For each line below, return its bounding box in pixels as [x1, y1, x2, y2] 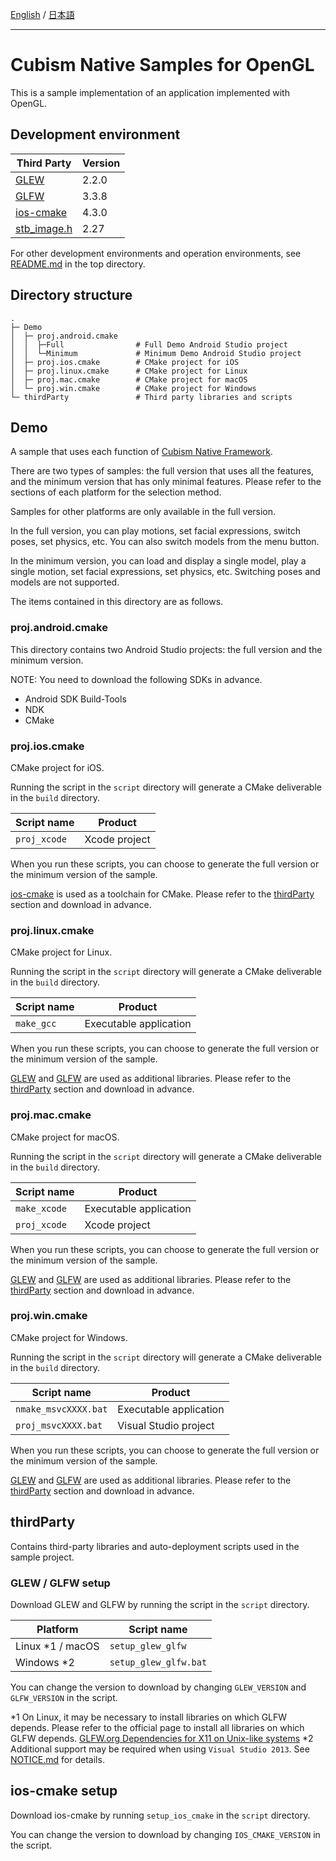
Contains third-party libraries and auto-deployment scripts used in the [10, 1540, 300, 1552]
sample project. [10, 1551, 75, 1563]
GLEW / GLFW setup [10, 1576, 111, 1590]
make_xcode [15, 1203, 67, 1214]
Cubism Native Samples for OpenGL [10, 54, 315, 77]
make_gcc [15, 1018, 57, 1030]
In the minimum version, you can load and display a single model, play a [10, 555, 307, 567]
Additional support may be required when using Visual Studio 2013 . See [10, 1743, 310, 1755]
